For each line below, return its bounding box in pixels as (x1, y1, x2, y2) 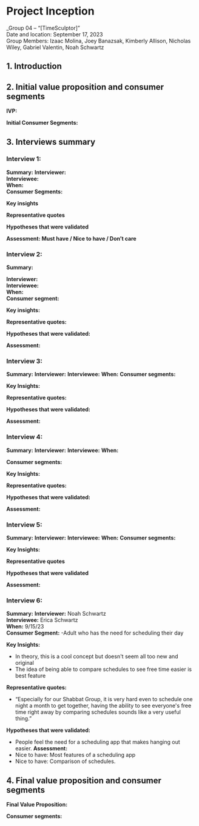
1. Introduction (6, 61, 62, 72)
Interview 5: (6, 520, 42, 528)
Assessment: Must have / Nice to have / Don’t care (6, 235, 137, 242)
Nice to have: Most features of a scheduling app (15, 751, 136, 759)
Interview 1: (6, 155, 41, 163)
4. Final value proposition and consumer (6, 775, 162, 785)
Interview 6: (6, 596, 42, 604)
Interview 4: (6, 433, 43, 441)
